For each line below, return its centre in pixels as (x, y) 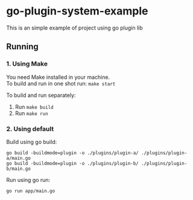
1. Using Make (27, 64)
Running (23, 47)
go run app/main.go (31, 191)
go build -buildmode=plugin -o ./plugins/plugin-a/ (72, 153)
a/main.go (19, 158)
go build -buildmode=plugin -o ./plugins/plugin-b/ (72, 163)
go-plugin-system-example (78, 11)
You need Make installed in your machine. (58, 77)
